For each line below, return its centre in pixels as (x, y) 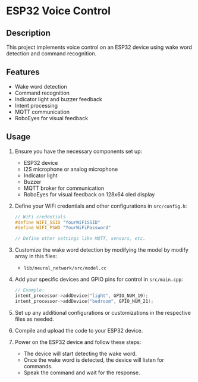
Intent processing (36, 105)
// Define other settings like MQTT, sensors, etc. (80, 239)
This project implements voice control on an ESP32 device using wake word (99, 47)
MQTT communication (42, 112)
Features (23, 72)
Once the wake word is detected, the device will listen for (94, 360)
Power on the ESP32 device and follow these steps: (78, 342)
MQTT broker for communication (64, 188)
